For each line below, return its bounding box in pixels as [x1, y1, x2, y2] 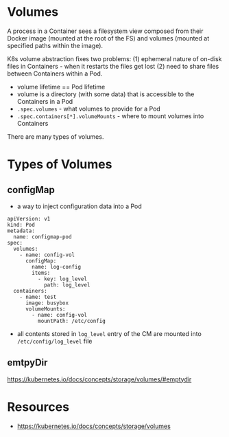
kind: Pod [7, 221, 36, 228]
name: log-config [32, 263, 81, 270]
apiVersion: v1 [7, 215, 51, 222]
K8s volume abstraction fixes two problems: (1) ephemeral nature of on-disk [7, 54, 222, 63]
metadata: [7, 227, 36, 234]
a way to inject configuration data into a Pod [16, 202, 142, 210]
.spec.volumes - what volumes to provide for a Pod [16, 104, 161, 113]
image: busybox [25, 300, 69, 306]
